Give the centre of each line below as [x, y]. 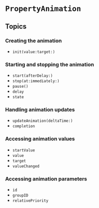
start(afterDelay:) [33, 76]
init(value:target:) [34, 52]
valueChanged [26, 166]
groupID [20, 195]
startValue [24, 150]
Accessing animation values [40, 139]
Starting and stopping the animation [50, 64]
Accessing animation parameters [46, 178]
